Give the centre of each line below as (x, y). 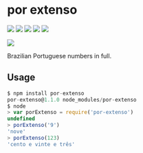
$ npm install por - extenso (46, 93)
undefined (21, 119)
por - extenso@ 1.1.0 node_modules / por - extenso (72, 99)
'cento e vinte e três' (41, 144)
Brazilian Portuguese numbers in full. (59, 56)
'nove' (16, 132)
